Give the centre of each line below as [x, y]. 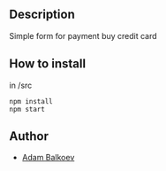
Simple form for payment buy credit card [83, 35]
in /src [21, 85]
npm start [27, 109]
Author [29, 136]
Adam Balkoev [48, 158]
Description [42, 15]
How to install [48, 64]
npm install [31, 101]
